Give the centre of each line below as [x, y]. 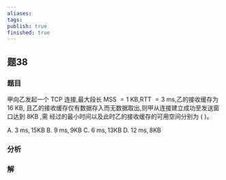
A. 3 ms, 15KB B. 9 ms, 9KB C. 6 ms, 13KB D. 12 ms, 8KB [84, 130]
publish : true [27, 26]
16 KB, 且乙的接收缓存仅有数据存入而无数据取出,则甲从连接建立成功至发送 [110, 107]
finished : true [29, 33]
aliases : [19, 13]
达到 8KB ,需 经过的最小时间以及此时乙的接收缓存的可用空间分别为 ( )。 [113, 116]
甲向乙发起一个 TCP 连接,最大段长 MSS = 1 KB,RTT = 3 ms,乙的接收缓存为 [113, 99]
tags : [15, 20]
